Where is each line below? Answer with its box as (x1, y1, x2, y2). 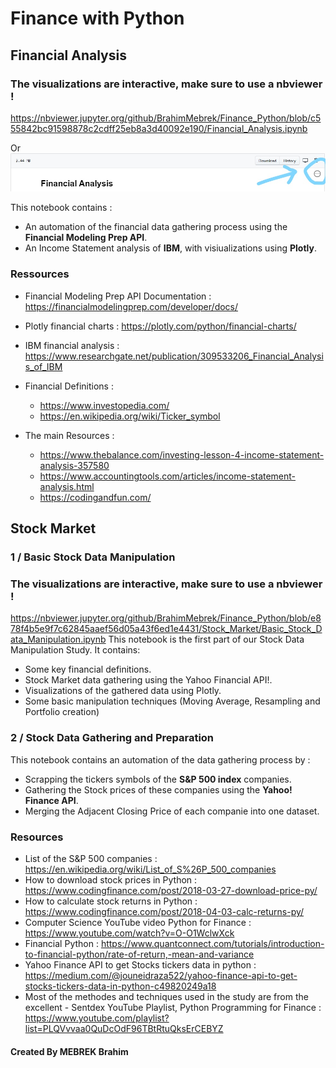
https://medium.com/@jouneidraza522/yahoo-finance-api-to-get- (24, 969, 298, 981)
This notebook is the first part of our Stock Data (108, 633, 305, 646)
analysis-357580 (39, 459, 110, 471)
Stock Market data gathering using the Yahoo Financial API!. (24, 674, 273, 686)
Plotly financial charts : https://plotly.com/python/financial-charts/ (24, 320, 297, 332)
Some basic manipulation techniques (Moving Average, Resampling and (24, 695, 321, 707)
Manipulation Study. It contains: (10, 644, 141, 656)
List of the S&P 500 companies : (24, 852, 158, 864)
